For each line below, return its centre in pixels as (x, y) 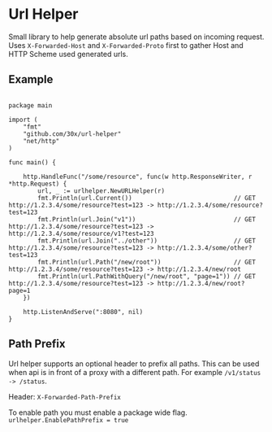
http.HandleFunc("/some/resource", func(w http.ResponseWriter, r (138, 177)
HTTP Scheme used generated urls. (68, 54)
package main (30, 105)
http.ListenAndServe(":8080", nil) (83, 312)
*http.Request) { (38, 184)
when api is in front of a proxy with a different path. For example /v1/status (135, 372)
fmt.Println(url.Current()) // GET (147, 198)
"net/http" (41, 141)
